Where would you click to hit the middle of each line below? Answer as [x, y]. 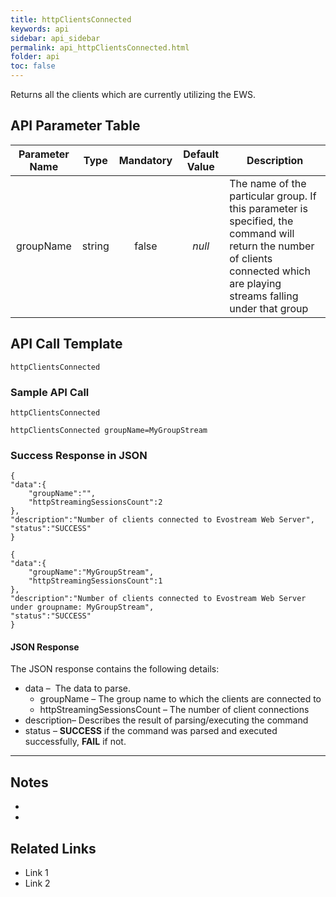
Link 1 [36, 873]
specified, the [261, 221]
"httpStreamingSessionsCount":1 [95, 581]
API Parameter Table [75, 126]
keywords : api [40, 29]
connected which [270, 271]
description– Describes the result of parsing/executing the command [166, 720]
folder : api [35, 57]
